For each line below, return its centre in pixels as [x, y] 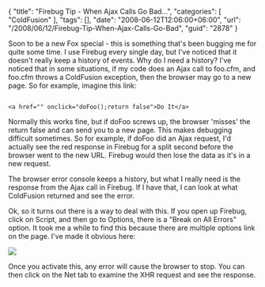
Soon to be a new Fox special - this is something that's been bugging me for [132, 43]
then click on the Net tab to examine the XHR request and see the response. [132, 275]
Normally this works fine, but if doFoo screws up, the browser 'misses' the [129, 121]
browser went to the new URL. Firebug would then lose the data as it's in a [129, 155]
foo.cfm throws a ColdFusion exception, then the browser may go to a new [130, 77]
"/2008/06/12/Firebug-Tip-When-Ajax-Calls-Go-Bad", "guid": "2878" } [123, 28]
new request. [30, 164]
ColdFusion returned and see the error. [72, 196]
